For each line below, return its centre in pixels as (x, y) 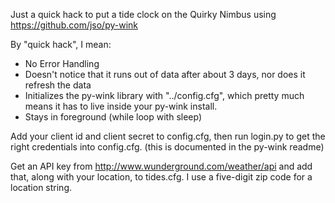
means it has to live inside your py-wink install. (121, 106)
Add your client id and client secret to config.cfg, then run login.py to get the (168, 136)
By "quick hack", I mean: (61, 44)
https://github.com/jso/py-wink (74, 25)
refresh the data (58, 85)
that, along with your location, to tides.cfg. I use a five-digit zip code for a (161, 177)
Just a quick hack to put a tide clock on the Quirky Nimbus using (143, 14)
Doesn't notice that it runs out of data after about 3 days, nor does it (165, 74)
